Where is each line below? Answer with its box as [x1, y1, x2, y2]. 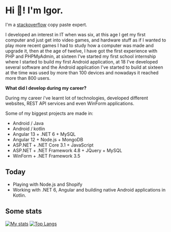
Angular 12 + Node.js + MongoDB [12, 136, 83, 142]
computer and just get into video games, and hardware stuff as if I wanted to [5, 37, 166, 43]
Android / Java [12, 120, 44, 126]
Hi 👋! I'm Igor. [5, 5, 63, 16]
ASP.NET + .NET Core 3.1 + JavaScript [12, 142, 94, 148]
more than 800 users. [5, 75, 51, 81]
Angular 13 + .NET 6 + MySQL [12, 131, 76, 137]
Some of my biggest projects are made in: [5, 110, 93, 116]
